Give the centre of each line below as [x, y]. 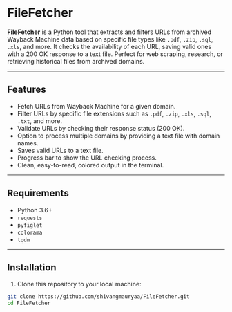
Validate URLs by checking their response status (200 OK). [101, 128]
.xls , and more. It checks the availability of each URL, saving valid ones [109, 46]
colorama [30, 232]
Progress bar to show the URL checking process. [87, 158]
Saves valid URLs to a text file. [60, 150]
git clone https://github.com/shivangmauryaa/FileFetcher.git [98, 297]
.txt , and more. [39, 121]
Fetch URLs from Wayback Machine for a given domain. [96, 106]
